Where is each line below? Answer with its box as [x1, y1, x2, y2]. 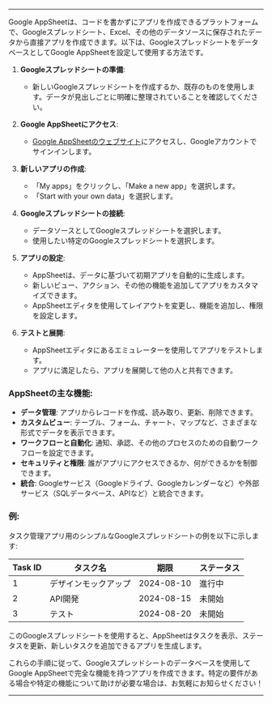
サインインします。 [32, 147, 96, 156]
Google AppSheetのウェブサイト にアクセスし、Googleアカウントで [32, 137, 257, 146]
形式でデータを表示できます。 [19, 428, 120, 437]
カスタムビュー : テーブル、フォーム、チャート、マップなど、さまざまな [19, 418, 257, 428]
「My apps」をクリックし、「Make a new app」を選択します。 [32, 181, 240, 190]
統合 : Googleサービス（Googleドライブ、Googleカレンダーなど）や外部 [19, 479, 260, 489]
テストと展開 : [19, 328, 66, 337]
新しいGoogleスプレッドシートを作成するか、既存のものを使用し [32, 82, 249, 92]
